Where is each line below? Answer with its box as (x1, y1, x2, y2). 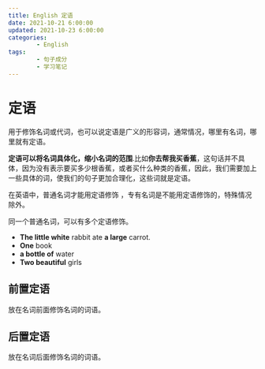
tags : (8, 48, 26, 56)
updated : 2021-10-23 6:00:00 (8, 26, 104, 34)
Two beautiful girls (19, 257, 83, 266)
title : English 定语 (8, 11, 73, 20)
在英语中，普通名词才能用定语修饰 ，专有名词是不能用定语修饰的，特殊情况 (8, 190, 252, 199)
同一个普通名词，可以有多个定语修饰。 (8, 216, 132, 225)
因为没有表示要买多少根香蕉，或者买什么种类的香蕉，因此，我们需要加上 (21, 163, 257, 173)
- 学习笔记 (36, 63, 68, 71)
